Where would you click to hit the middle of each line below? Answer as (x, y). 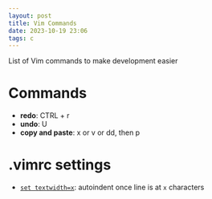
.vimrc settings (60, 165)
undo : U (34, 124)
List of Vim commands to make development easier (93, 61)
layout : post (30, 16)
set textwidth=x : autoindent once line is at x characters (112, 187)
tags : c (21, 38)
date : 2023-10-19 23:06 (48, 30)
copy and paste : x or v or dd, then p (80, 132)
